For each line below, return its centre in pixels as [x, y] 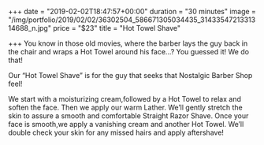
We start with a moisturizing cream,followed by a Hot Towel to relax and [125, 99]
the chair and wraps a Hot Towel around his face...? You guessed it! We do [129, 52]
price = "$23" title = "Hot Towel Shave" [117, 28]
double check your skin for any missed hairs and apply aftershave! [116, 132]
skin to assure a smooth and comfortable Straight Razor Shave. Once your [128, 116]
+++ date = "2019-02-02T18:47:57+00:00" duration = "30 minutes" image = [132, 11]
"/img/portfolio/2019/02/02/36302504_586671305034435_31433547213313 [132, 20]
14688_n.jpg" [30, 28]
